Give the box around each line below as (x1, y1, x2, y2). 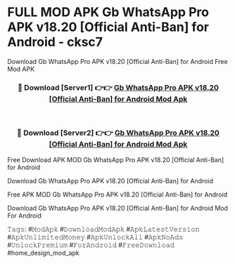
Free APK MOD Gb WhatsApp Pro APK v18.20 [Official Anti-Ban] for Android (7, 190, 228, 199)
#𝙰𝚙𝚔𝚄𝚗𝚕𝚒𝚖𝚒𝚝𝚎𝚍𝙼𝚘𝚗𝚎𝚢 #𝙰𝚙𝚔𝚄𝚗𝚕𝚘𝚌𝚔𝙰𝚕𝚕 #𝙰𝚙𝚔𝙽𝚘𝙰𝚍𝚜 (7, 232, 184, 241)
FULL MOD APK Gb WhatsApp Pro (7, 4, 210, 20)
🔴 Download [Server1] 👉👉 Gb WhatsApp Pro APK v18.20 (17, 82, 220, 92)
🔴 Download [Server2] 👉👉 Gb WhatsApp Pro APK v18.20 (16, 128, 220, 138)
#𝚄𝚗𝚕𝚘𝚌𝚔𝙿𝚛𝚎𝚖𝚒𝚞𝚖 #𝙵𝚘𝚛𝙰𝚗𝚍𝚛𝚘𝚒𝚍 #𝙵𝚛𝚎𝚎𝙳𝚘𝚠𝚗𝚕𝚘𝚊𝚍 (7, 240, 174, 249)
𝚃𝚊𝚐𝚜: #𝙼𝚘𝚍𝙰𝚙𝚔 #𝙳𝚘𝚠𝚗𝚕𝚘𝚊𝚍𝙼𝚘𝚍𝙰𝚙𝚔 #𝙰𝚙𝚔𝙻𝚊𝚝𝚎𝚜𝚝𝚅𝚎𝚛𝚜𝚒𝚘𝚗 (7, 225, 201, 233)
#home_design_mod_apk (7, 249, 80, 257)
